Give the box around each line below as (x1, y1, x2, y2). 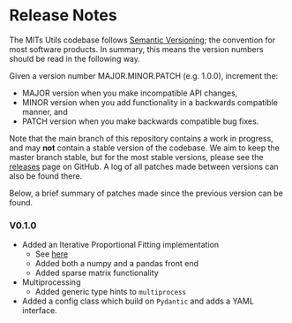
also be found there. (9, 170, 83, 181)
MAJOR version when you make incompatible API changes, (21, 88, 238, 98)
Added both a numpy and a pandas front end (34, 258, 199, 269)
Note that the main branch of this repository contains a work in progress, (9, 133, 273, 143)
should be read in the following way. (9, 53, 141, 64)
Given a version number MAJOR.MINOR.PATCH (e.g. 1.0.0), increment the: (9, 70, 279, 81)
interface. (21, 305, 57, 316)
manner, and (21, 106, 68, 117)
